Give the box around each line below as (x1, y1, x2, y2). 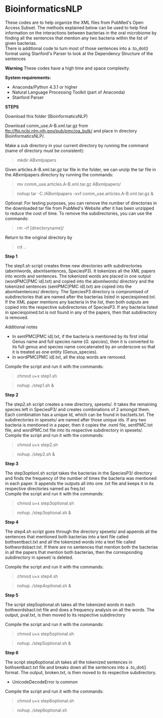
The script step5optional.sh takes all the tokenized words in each (5, 602, 135, 607)
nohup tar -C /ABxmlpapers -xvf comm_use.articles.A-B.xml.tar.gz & (16, 190, 154, 196)
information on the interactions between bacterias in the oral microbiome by (5, 30, 157, 36)
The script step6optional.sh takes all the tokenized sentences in (5, 659, 132, 665)
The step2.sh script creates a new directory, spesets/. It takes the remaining (5, 401, 157, 407)
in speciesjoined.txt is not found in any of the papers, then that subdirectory (5, 309, 157, 315)
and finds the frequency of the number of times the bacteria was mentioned (5, 475, 157, 481)
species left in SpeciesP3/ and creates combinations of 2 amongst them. (5, 406, 150, 412)
